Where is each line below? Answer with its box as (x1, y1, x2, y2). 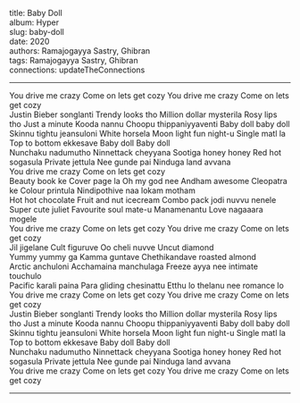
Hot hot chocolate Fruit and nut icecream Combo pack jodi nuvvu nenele (9, 195, 277, 205)
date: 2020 (9, 36, 50, 46)
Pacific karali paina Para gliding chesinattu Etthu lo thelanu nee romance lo (9, 281, 284, 290)
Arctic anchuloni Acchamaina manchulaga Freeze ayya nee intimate (9, 261, 259, 272)
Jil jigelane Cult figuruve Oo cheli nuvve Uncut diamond (9, 242, 214, 253)
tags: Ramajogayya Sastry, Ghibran (9, 55, 138, 65)
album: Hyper (9, 17, 60, 28)
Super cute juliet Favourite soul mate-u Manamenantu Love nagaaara (9, 205, 263, 214)
